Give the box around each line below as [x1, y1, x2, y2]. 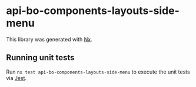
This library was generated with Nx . [6, 36, 92, 43]
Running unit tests [6, 53, 75, 62]
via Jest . [6, 74, 27, 81]
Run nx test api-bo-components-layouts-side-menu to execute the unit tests [6, 68, 190, 75]
